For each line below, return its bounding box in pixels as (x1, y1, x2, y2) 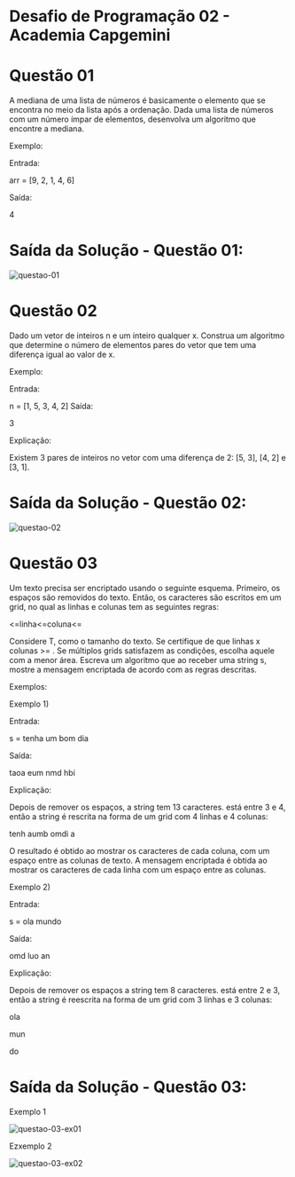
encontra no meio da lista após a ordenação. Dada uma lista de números (9, 105, 274, 115)
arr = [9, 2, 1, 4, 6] (9, 175, 75, 186)
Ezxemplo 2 (9, 1141, 52, 1151)
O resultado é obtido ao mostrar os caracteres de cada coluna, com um (9, 845, 270, 856)
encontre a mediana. (9, 123, 85, 134)
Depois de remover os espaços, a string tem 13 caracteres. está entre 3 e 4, (9, 802, 286, 812)
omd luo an (9, 950, 50, 960)
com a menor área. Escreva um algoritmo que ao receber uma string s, (9, 654, 268, 665)
